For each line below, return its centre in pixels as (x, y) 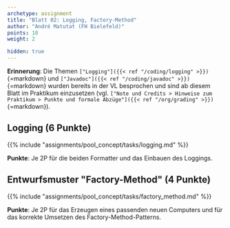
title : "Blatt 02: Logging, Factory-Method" (72, 20)
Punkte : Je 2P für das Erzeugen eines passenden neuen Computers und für (115, 209)
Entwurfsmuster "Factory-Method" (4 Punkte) (109, 180)
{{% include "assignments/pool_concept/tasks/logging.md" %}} (98, 145)
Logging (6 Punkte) (49, 128)
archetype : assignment (40, 13)
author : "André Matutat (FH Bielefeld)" (66, 26)
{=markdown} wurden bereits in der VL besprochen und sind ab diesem (109, 86)
